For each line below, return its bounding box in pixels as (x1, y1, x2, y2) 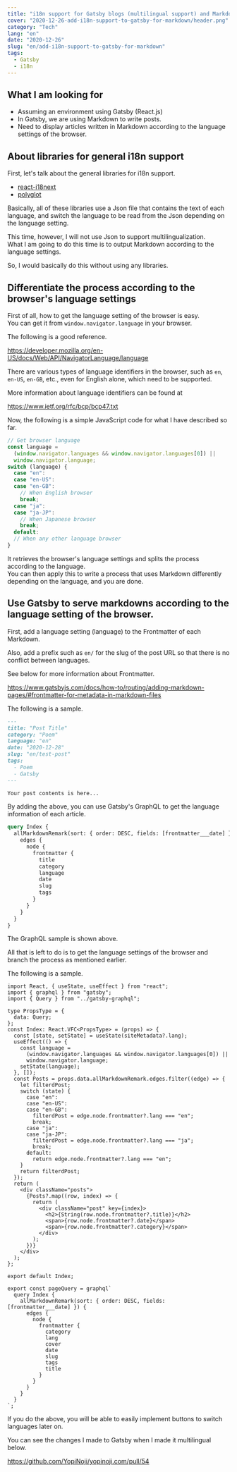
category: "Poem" (7, 731, 59, 738)
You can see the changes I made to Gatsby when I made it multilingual (7, 1436, 212, 1445)
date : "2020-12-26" (7, 37, 65, 44)
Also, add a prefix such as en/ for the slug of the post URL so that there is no (7, 648, 231, 656)
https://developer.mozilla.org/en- (7, 346, 104, 355)
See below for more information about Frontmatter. (7, 669, 155, 677)
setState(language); (20, 1063, 80, 1070)
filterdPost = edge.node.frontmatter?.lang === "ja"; (32, 1137, 194, 1144)
